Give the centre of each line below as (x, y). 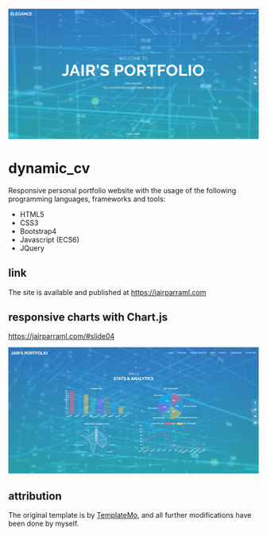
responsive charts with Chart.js (88, 317)
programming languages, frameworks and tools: (87, 199)
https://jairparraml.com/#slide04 (62, 336)
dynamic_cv (49, 169)
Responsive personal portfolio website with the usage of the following (122, 190)
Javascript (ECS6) (49, 239)
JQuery (32, 248)
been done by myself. (44, 524)
